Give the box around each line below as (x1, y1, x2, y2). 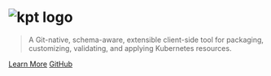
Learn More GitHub (8, 59, 73, 69)
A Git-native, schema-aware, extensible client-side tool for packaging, (28, 35, 264, 44)
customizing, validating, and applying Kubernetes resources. (28, 43, 232, 53)
